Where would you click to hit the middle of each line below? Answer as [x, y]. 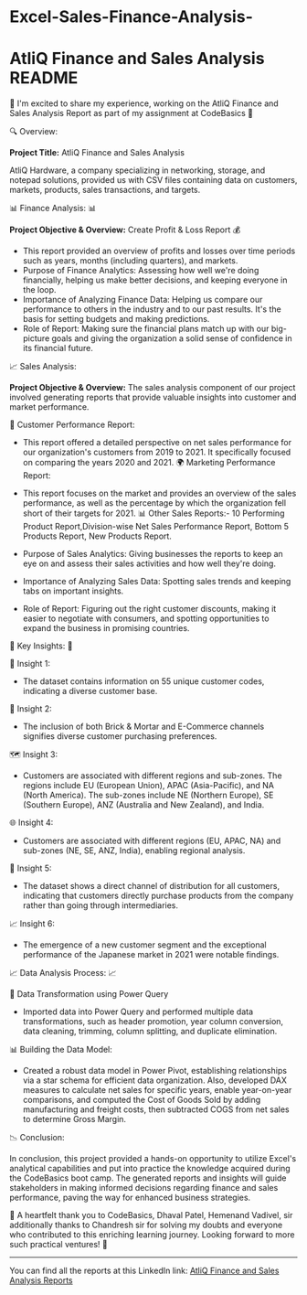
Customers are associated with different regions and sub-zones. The [152, 776]
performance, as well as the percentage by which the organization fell [154, 503]
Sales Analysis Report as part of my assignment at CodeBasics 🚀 [132, 113]
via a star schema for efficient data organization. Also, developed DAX [155, 1080]
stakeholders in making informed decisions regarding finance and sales [144, 1188]
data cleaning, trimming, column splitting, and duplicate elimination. [150, 1032]
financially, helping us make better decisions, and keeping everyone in [155, 280]
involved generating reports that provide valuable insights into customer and [153, 397]
